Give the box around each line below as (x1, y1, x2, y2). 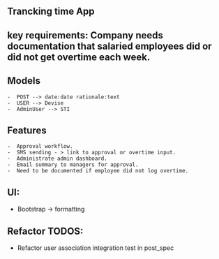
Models (7, 75, 40, 87)
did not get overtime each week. (7, 51, 151, 63)
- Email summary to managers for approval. (7, 161, 139, 168)
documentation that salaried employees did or (7, 40, 212, 52)
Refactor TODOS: (7, 225, 84, 237)
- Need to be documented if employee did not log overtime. (7, 168, 189, 175)
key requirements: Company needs (7, 29, 164, 41)
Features (7, 124, 47, 136)
